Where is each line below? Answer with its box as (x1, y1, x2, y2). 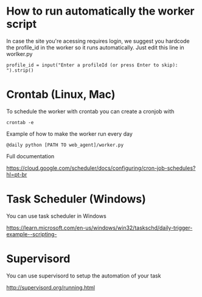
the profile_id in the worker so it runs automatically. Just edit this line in (6, 44, 184, 51)
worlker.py (6, 50, 33, 57)
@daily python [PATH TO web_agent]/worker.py (6, 142, 124, 148)
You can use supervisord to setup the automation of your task (6, 272, 161, 279)
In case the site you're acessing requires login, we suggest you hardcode (6, 37, 190, 44)
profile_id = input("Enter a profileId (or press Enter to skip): (6, 62, 178, 68)
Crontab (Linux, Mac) (6, 88, 116, 102)
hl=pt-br (6, 170, 27, 178)
